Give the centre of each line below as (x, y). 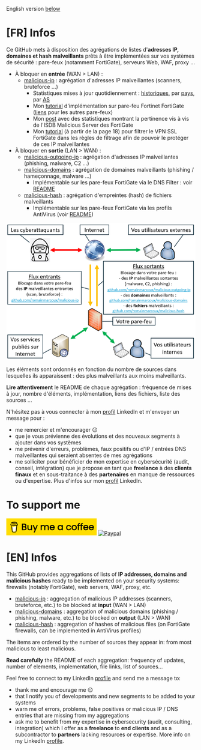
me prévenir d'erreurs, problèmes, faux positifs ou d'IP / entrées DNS (100, 449)
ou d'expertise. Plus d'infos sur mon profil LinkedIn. (79, 480)
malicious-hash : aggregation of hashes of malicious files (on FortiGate (102, 624)
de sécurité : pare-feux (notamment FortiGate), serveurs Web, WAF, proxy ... (101, 62)
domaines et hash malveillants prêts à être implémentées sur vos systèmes (100, 56)
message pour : (25, 418)
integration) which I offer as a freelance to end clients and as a (93, 728)
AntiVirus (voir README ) (63, 214)
